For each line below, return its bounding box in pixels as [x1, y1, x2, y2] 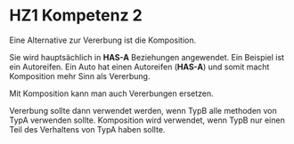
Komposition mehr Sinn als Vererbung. [9, 70, 151, 81]
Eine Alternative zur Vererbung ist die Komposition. [9, 35, 197, 45]
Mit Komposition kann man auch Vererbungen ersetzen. [9, 88, 214, 99]
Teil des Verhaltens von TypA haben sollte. [9, 124, 166, 134]
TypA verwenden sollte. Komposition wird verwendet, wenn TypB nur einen [9, 115, 285, 125]
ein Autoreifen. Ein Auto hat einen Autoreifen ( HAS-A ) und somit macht [9, 61, 270, 72]
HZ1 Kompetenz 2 [9, 5, 143, 26]
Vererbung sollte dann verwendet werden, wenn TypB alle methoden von [9, 105, 278, 116]
